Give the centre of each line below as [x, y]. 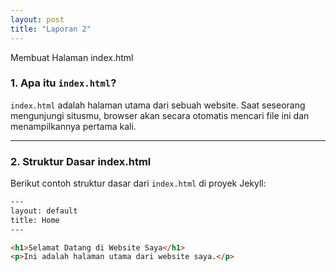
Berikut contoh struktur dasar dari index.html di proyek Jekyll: [138, 183]
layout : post [37, 19]
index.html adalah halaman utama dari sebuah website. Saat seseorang [158, 105]
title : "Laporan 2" [51, 29]
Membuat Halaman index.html [72, 57]
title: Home [35, 220]
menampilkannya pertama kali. [73, 126]
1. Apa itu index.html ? [63, 83]
